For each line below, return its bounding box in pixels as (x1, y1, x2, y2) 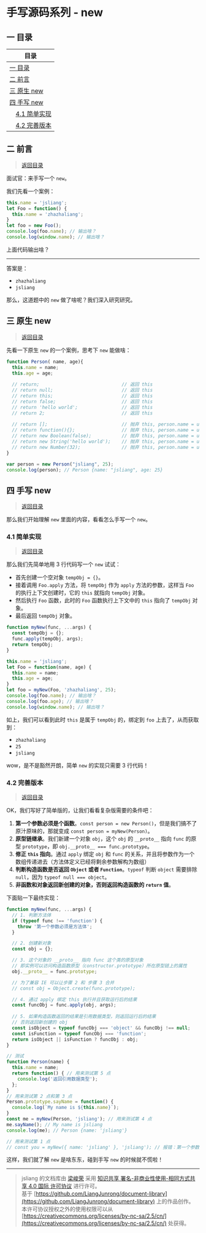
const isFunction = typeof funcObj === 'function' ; (12, 1030, 147, 1037)
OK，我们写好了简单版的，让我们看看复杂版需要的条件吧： (6, 807, 154, 814)
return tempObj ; (12, 642, 53, 648)
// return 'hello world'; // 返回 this (12, 404, 153, 410)
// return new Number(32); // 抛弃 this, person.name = (12, 444, 194, 450)
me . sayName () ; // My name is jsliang (6, 1121, 103, 1127)
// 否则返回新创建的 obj (12, 1019, 68, 1025)
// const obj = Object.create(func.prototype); (12, 985, 136, 992)
